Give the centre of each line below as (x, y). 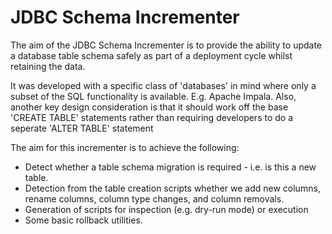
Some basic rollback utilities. (83, 220)
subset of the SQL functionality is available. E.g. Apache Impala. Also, (153, 96)
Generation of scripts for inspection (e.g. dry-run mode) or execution (166, 209)
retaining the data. (48, 66)
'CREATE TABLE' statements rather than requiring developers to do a (152, 117)
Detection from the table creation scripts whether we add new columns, (172, 188)
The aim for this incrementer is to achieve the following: (125, 147)
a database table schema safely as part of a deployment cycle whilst (151, 55)
